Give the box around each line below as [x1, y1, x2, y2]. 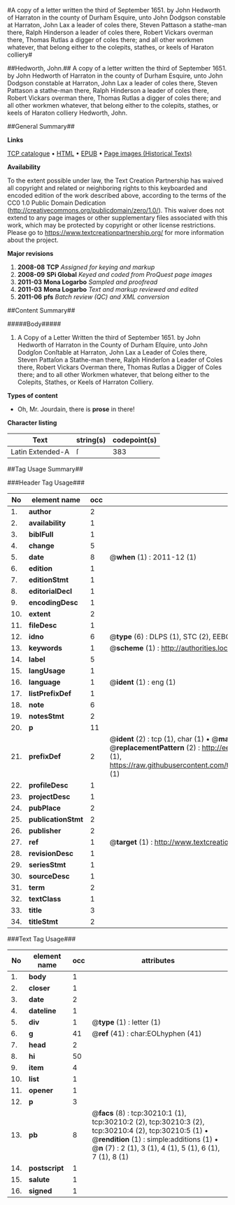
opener [29, 1085, 54, 1095]
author [29, 507, 52, 516]
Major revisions [7, 250, 54, 257]
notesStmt [29, 711, 64, 721]
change [29, 541, 55, 550]
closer [29, 983, 50, 992]
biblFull [29, 529, 54, 539]
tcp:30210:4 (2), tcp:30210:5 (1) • [92, 1126, 208, 1135]
